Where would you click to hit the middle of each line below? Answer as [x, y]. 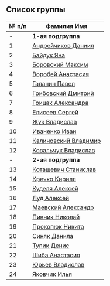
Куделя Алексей [55, 188]
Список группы [36, 10]
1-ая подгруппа [56, 36]
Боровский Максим [60, 64]
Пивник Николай [56, 217]
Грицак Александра [60, 103]
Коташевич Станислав [64, 169]
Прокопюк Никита [58, 226]
